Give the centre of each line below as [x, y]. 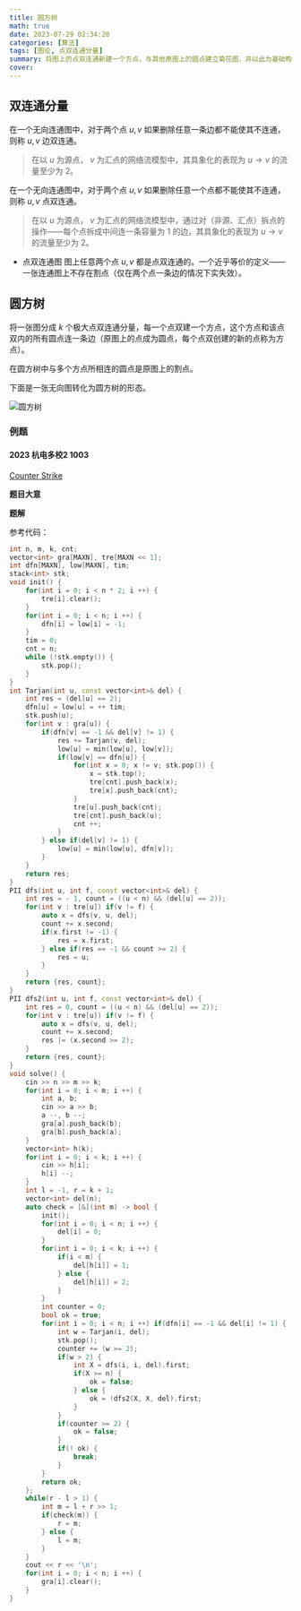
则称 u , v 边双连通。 [46, 141]
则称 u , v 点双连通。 [46, 201]
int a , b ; [60, 1098]
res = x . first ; [86, 940]
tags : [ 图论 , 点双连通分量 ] [56, 51]
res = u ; [73, 957]
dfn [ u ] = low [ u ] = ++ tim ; [76, 707]
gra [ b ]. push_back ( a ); [82, 1132]
